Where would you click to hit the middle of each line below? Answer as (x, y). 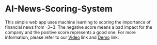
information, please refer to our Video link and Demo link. (62, 37)
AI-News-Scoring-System (59, 9)
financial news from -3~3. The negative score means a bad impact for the (79, 27)
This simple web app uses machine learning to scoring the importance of (78, 22)
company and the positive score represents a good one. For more (71, 32)
